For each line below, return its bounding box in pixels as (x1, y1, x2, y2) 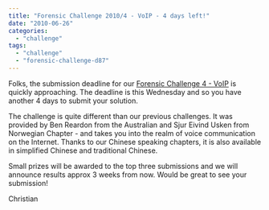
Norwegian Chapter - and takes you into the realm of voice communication (8, 128, 255, 138)
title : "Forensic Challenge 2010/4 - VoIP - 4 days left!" (8, 11, 210, 20)
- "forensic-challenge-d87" (15, 57, 110, 65)
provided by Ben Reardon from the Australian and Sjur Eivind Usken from (8, 120, 250, 130)
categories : (8, 27, 48, 35)
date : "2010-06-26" (8, 19, 74, 27)
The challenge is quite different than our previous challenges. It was (8, 111, 233, 121)
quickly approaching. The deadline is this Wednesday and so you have (8, 87, 243, 97)
